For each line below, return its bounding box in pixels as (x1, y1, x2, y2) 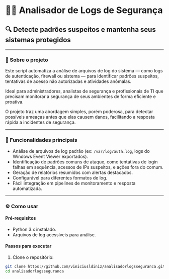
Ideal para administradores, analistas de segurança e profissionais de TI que (5, 88, 163, 95)
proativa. (5, 99, 24, 105)
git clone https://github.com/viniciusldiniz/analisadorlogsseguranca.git (5, 264, 165, 269)
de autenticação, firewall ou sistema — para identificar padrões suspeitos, (5, 73, 159, 79)
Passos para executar (5, 243, 52, 249)
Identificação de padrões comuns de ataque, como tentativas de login (12, 158, 158, 165)
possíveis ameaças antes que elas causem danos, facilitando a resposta (5, 114, 155, 120)
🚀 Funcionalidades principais (5, 137, 77, 144)
